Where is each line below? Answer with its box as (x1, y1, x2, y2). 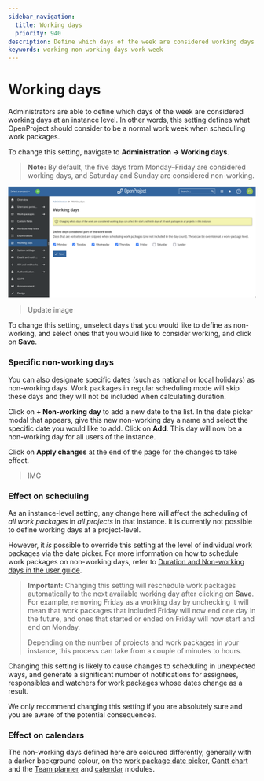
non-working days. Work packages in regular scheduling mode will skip (8, 383, 240, 393)
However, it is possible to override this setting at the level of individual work (8, 540, 253, 550)
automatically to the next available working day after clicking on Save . (27, 589, 255, 598)
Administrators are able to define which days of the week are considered (8, 107, 244, 117)
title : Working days (15, 20, 82, 29)
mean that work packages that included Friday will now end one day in (27, 606, 256, 616)
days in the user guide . (8, 565, 82, 575)
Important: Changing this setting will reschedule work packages (27, 581, 236, 590)
